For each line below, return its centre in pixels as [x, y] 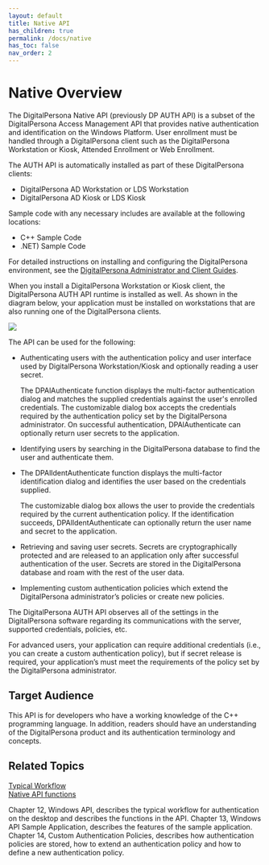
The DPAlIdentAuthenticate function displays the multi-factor [121, 472]
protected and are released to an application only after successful [129, 555]
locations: [25, 221]
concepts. [25, 740]
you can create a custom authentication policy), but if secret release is [125, 653]
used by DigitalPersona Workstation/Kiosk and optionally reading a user [139, 366]
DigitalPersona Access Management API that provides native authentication [134, 124]
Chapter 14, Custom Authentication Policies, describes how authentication [131, 835]
